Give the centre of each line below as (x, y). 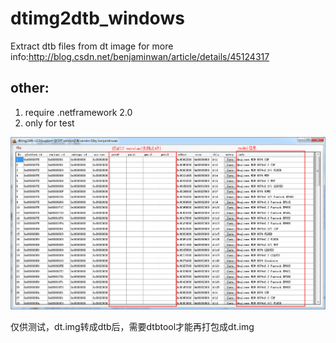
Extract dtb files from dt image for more (92, 46)
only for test (49, 123)
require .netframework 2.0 (78, 112)
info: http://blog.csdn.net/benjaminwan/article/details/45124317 (140, 56)
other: (30, 88)
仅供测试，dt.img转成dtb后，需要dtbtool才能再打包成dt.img (132, 327)
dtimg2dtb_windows (97, 18)
